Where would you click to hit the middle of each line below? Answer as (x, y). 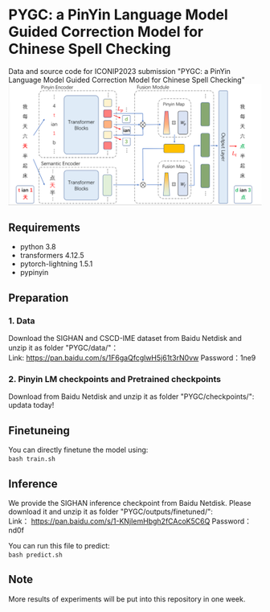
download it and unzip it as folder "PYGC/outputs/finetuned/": (110, 511)
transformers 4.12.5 (52, 256)
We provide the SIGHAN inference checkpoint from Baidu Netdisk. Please (130, 503)
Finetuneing (39, 431)
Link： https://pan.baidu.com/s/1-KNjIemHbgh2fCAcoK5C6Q (109, 521)
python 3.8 (38, 247)
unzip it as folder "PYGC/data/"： (63, 348)
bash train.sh (32, 459)
